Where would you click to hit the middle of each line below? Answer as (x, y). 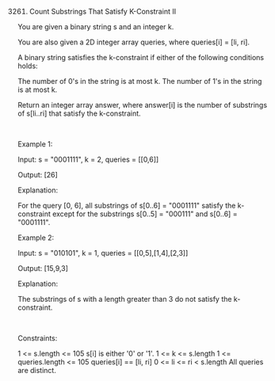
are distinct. (37, 370)
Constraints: (38, 338)
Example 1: (35, 144)
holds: (28, 66)
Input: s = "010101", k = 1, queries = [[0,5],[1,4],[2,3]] (103, 253)
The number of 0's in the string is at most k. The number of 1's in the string (140, 81)
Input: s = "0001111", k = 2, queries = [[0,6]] (88, 159)
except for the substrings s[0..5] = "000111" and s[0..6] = (145, 214)
